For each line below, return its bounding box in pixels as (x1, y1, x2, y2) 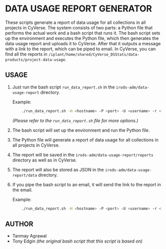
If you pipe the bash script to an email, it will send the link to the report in (12, 181, 161, 187)
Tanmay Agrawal (12, 233, 47, 239)
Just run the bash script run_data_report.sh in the (12, 84, 115, 90)
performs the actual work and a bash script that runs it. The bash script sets (5, 30, 161, 36)
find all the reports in (5, 51, 48, 57)
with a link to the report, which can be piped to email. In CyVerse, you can (5, 46, 156, 52)
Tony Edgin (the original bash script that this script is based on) (12, 238, 143, 244)
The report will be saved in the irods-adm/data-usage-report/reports (12, 152, 154, 158)
